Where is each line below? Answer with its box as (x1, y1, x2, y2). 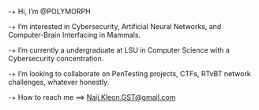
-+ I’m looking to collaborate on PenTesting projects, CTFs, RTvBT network (8, 69, 251, 78)
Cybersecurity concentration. (8, 54, 104, 63)
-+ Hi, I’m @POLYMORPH (8, 7, 91, 16)
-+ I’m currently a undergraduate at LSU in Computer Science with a (8, 46, 231, 54)
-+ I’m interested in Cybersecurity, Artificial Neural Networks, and (8, 22, 222, 31)
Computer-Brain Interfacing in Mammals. (8, 31, 141, 39)
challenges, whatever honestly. (8, 78, 110, 86)
